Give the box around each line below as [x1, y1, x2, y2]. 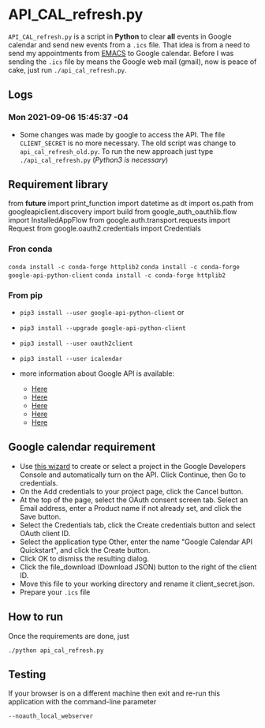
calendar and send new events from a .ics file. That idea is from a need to [8, 39, 251, 49]
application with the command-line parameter [8, 697, 157, 707]
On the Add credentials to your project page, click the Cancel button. [19, 486, 244, 496]
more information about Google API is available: [19, 369, 175, 378]
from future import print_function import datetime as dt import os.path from [8, 199, 254, 208]
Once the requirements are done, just [8, 631, 130, 640]
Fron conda [8, 243, 53, 254]
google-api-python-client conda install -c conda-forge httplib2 [8, 271, 226, 280]
